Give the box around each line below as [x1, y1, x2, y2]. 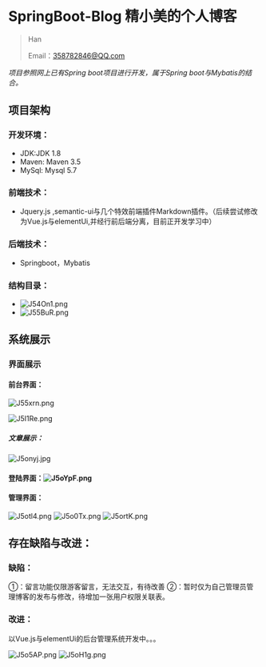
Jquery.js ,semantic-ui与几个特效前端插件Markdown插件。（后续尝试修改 [19, 206, 258, 216]
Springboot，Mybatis [19, 258, 90, 268]
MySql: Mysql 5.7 [19, 165, 77, 175]
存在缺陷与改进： [8, 536, 93, 550]
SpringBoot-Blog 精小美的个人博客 [8, 7, 237, 26]
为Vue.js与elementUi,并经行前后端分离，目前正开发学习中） [19, 216, 216, 226]
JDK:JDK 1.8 [19, 148, 62, 158]
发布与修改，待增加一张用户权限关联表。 [35, 592, 169, 601]
